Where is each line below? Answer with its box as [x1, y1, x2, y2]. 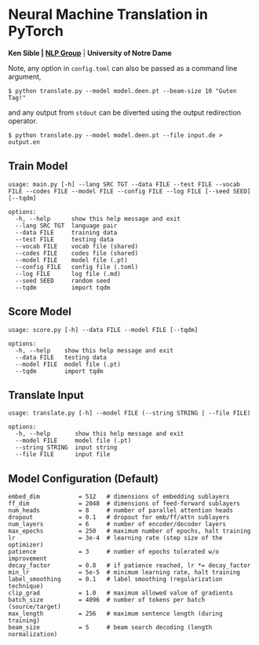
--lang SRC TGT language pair [15, 222, 118, 230]
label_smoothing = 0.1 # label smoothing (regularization [8, 576, 223, 584]
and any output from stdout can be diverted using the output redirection [8, 108, 242, 117]
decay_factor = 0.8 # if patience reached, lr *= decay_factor [8, 562, 251, 569]
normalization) [8, 631, 58, 639]
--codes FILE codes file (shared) [15, 249, 139, 257]
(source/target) [8, 603, 61, 611]
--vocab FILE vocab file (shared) [15, 242, 139, 250]
